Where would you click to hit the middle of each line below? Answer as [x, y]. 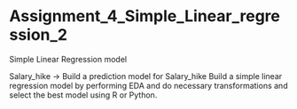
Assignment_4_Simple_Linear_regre [145, 16]
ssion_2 [39, 35]
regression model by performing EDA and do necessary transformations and [148, 85]
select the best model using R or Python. [83, 95]
